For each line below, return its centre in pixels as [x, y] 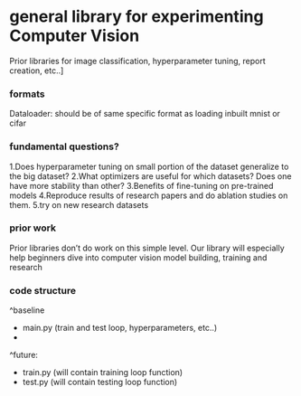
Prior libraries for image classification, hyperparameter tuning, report [137, 61]
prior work [33, 228]
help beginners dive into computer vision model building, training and [138, 257]
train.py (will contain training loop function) [103, 372]
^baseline [27, 310]
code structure [43, 290]
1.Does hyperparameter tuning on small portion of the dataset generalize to [149, 166]
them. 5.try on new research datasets [79, 204]
